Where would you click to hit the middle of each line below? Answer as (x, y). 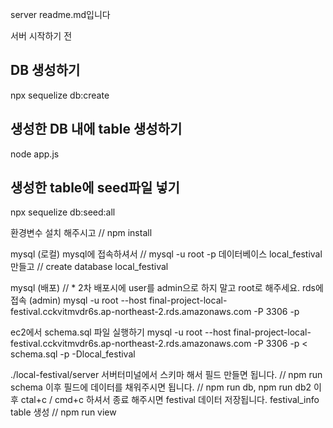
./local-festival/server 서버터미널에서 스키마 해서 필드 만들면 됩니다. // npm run (166, 375)
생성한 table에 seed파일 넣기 (95, 188)
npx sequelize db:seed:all (63, 212)
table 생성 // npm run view (63, 412)
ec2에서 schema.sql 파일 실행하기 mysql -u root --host (121, 332)
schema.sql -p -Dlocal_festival (73, 354)
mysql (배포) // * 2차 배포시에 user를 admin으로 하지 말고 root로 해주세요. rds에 (167, 288)
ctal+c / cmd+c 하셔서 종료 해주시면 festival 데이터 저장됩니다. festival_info (170, 400)
